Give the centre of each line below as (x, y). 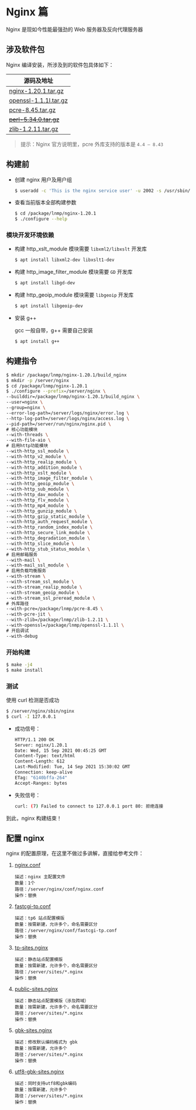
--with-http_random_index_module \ (49, 527)
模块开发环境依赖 (30, 235)
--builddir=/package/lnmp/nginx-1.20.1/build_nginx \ (73, 397)
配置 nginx (25, 838)
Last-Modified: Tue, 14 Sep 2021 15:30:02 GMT (72, 767)
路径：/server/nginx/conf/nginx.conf (59, 889)
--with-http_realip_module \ (42, 462)
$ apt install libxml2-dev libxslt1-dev (64, 260)
